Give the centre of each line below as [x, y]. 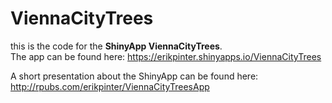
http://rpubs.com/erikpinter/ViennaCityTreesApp [110, 86]
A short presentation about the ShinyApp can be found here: [134, 76]
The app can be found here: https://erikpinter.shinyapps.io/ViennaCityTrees [166, 56]
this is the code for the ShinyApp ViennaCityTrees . [116, 46]
